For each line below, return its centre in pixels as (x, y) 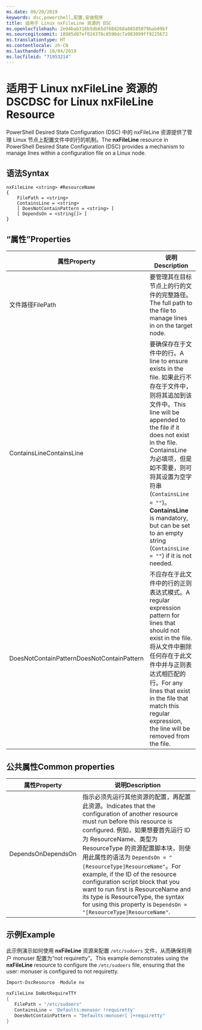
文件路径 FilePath (33, 305)
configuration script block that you (131, 882)
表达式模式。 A (170, 592)
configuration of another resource (130, 814)
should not (164, 630)
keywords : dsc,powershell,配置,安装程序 (55, 18)
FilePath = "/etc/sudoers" (48, 1005)
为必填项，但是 (171, 459)
